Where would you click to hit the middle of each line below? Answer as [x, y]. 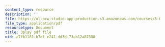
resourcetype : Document [29, 28]
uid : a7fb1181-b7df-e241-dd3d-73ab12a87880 [50, 37]
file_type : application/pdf [34, 23]
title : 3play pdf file [28, 32]
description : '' [22, 14]
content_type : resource [29, 10]
